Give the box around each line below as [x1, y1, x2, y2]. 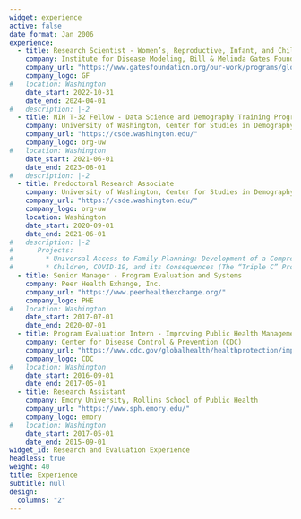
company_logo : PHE [25, 296, 94, 305]
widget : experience [9, 13, 82, 22]
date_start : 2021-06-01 [25, 154, 115, 164]
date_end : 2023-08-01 [25, 163, 106, 172]
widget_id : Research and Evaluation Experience [9, 446, 191, 455]
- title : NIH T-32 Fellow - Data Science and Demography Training [17, 113, 271, 122]
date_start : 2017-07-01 [25, 312, 115, 322]
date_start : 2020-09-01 [25, 221, 115, 230]
